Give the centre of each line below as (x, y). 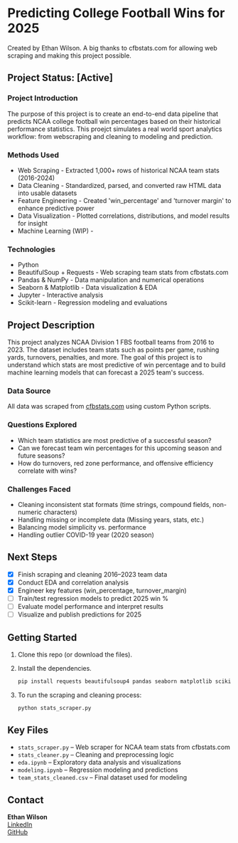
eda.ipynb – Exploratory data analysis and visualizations (99, 763)
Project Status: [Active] (60, 78)
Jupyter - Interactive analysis (60, 295)
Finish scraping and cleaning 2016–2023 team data (92, 574)
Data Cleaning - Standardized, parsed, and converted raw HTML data (119, 185)
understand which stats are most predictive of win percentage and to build (117, 365)
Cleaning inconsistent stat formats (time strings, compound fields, (114, 504)
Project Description (51, 325)
